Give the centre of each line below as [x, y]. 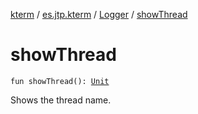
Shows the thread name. [61, 100]
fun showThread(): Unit [60, 81]
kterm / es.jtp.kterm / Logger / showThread [99, 14]
